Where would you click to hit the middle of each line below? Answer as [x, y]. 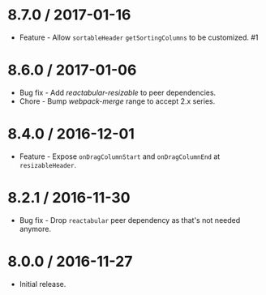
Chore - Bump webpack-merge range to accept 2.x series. [117, 101]
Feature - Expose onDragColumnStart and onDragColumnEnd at [120, 156]
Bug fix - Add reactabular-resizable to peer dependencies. [118, 92]
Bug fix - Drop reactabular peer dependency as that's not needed [130, 220]
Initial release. [43, 284]
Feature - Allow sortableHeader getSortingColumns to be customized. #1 [139, 37]
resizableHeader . [48, 165]
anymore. [35, 229]
